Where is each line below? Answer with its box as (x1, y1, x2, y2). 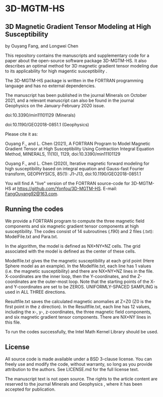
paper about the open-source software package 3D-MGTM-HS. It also (5, 58, 147, 64)
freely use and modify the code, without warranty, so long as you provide (5, 361, 153, 367)
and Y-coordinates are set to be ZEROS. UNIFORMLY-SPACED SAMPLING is (5, 283, 158, 289)
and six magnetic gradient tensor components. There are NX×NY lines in (5, 314, 151, 320)
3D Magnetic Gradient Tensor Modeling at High (5, 23, 151, 31)
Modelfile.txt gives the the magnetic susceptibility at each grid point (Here (5, 257, 155, 263)
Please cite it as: (5, 131, 38, 137)
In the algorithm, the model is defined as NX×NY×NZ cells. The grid (5, 243, 141, 249)
